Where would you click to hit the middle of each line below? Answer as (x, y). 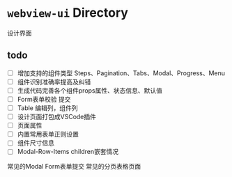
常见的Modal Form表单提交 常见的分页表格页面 (74, 167)
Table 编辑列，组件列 (47, 108)
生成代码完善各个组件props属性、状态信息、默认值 (90, 90)
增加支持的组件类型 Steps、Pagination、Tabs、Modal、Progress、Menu (121, 73)
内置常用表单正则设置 (48, 134)
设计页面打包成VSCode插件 (56, 117)
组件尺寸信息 (36, 143)
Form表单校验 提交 (44, 99)
